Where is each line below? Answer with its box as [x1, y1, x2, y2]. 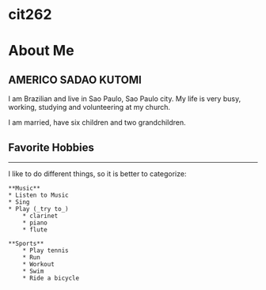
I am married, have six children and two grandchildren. [8, 118, 186, 127]
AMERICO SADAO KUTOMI [8, 73, 142, 86]
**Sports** [8, 239, 44, 247]
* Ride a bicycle [22, 274, 80, 282]
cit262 [8, 6, 52, 24]
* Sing [8, 198, 30, 206]
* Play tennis [22, 247, 69, 254]
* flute [22, 226, 47, 234]
